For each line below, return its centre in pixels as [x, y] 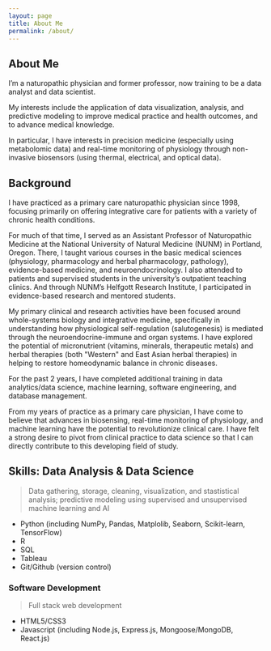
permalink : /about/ [41, 31]
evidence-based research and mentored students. [92, 296]
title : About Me [36, 23]
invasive [22, 158]
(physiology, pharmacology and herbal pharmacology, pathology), [119, 261]
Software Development [55, 588]
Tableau [34, 558]
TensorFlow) [41, 532]
